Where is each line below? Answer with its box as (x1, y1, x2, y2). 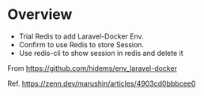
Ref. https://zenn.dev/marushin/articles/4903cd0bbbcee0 (7, 79, 196, 88)
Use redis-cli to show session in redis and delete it (18, 48, 183, 57)
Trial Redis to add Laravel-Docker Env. (18, 31, 144, 41)
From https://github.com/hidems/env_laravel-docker (7, 63, 177, 72)
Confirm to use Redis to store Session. (18, 39, 144, 49)
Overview (7, 6, 73, 24)
